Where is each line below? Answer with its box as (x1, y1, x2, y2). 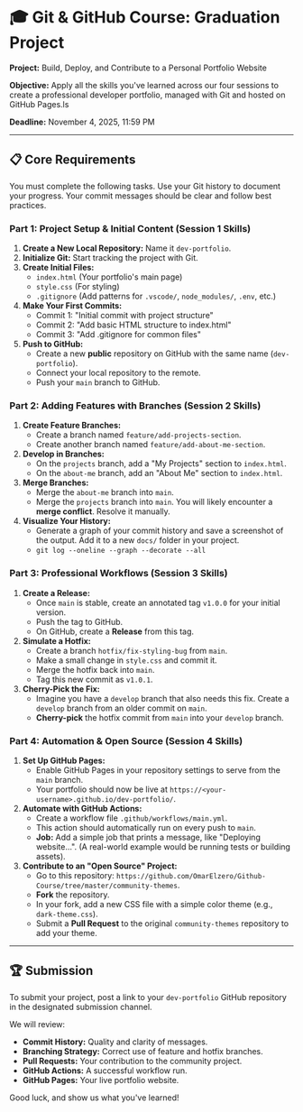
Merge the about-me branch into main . (35, 487, 174, 498)
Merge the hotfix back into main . (35, 664, 155, 675)
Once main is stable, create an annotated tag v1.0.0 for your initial (35, 597, 281, 608)
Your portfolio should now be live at (35, 784, 169, 795)
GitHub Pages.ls (9, 98, 69, 109)
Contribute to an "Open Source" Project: (22, 860, 178, 871)
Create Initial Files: (22, 262, 95, 273)
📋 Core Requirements (9, 152, 136, 168)
